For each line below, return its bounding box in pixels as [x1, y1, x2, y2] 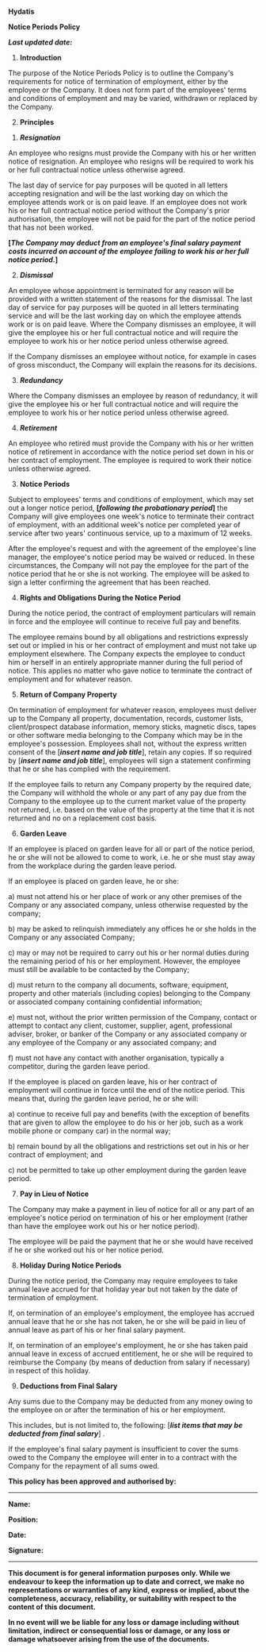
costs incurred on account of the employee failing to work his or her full [8, 246, 249, 256]
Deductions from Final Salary [19, 1381, 118, 1391]
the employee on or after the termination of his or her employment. [8, 1405, 226, 1415]
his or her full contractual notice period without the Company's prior [8, 206, 230, 215]
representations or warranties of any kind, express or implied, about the [8, 1585, 249, 1595]
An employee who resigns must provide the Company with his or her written [8, 149, 256, 157]
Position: [8, 1515, 39, 1524]
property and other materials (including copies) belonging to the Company [8, 989, 251, 998]
